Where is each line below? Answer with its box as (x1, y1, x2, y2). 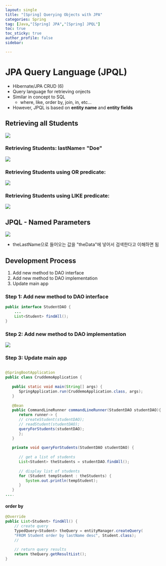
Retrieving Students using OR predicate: (5, 168, 106, 176)
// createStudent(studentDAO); (18, 417, 85, 422)
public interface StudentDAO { (5, 305, 71, 310)
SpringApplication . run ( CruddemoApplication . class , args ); (18, 389, 143, 394)
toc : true (5, 26, 26, 31)
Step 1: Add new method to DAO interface (5, 293, 108, 300)
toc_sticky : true (5, 31, 42, 36)
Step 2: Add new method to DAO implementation (5, 330, 126, 337)
